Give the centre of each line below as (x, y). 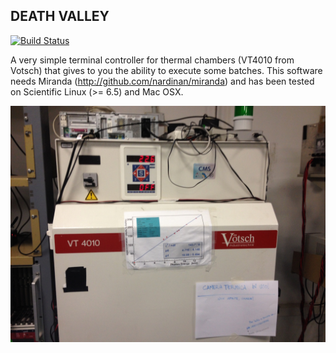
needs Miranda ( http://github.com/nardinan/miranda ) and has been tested (162, 81)
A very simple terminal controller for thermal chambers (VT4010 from (152, 60)
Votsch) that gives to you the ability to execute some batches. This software (166, 70)
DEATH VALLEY (60, 16)
